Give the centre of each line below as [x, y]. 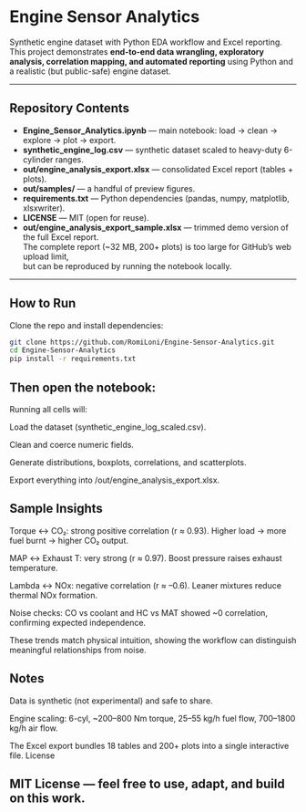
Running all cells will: [49, 409]
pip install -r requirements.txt [73, 359]
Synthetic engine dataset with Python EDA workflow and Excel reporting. [146, 42]
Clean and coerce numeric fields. [72, 445]
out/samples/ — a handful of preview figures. [109, 188]
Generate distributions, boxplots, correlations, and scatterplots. [128, 462]
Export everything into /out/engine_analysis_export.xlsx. [115, 480]
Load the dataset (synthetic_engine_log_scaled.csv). [108, 427]
